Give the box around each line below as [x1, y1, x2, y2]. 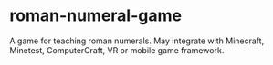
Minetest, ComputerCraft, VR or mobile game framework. [9, 44, 225, 55]
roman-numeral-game [9, 5, 183, 26]
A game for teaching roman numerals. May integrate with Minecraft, [9, 35, 265, 46]
